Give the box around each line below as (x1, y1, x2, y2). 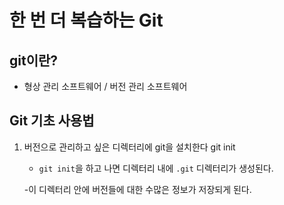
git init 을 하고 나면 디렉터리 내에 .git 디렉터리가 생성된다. (38, 162, 274, 174)
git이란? (9, 52, 59, 69)
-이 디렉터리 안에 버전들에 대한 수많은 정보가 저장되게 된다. (23, 183, 252, 195)
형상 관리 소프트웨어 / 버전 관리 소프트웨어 (23, 81, 188, 92)
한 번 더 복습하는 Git (9, 9, 164, 32)
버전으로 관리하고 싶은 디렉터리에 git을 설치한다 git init (23, 141, 236, 153)
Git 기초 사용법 (9, 112, 95, 130)
